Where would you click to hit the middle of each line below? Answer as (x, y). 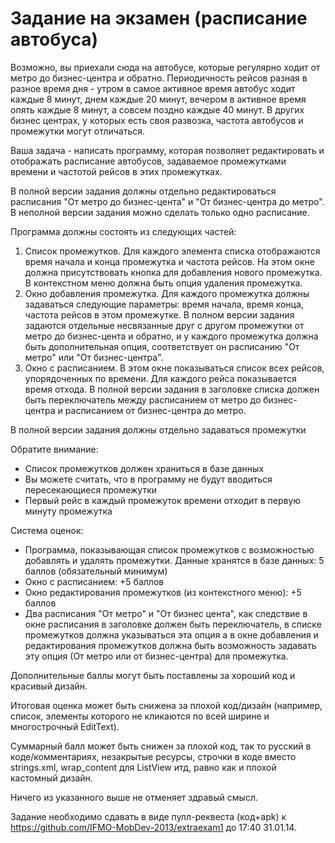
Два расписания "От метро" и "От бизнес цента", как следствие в (166, 613)
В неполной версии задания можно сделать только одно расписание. (160, 212)
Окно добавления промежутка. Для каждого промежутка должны (167, 293)
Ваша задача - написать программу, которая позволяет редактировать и (167, 150)
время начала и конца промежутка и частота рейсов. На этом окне (169, 261)
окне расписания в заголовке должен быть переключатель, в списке (173, 624)
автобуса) (54, 39)
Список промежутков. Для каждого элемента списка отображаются (172, 251)
